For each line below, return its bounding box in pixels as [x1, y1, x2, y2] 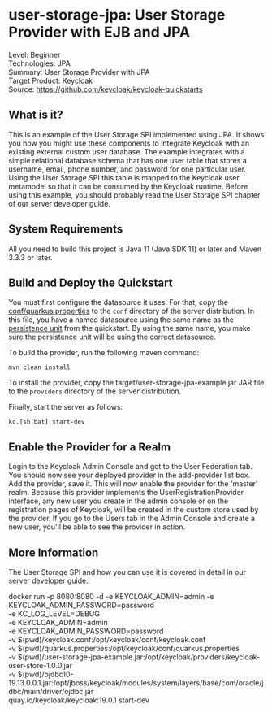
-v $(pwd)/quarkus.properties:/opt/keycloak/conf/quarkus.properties [8, 644, 240, 653]
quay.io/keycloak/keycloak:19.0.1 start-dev [8, 695, 150, 705]
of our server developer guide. [8, 198, 111, 208]
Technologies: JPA [8, 59, 71, 68]
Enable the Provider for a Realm [8, 440, 171, 454]
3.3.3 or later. [8, 252, 53, 262]
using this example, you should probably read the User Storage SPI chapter [8, 189, 261, 200]
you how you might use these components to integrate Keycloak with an [8, 138, 250, 148]
